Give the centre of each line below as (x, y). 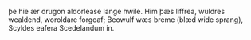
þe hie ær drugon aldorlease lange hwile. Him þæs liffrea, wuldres (117, 11)
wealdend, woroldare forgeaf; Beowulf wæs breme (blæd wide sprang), (126, 20)
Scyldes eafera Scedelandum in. (61, 28)
